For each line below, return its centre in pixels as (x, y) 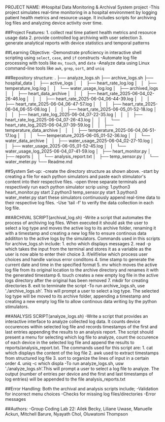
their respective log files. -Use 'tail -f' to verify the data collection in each (80, 203)
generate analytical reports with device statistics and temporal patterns (77, 43)
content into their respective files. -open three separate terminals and (76, 182)
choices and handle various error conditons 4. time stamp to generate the (80, 259)
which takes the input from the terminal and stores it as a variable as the (78, 249)
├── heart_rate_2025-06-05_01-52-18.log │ (112, 109)
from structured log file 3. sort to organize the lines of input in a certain (77, 358)
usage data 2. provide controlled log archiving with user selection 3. (74, 38)
